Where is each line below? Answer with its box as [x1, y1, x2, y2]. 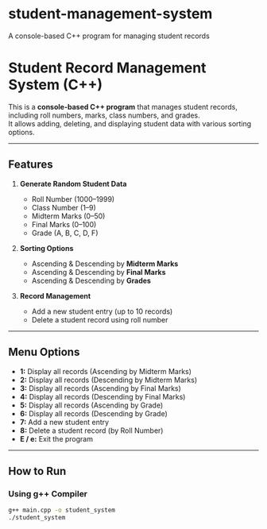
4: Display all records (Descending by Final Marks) [19, 392, 186, 401]
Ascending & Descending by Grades [31, 276, 151, 285]
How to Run [8, 464, 67, 477]
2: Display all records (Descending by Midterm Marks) [19, 375, 197, 384]
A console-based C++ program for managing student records [8, 31, 211, 41]
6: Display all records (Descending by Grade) [19, 408, 168, 418]
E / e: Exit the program [19, 434, 94, 443]
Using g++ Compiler [8, 488, 88, 499]
